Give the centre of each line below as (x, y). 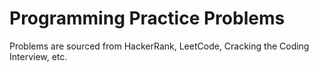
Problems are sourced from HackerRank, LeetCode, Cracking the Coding (159, 46)
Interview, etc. (38, 56)
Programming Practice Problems (147, 18)
